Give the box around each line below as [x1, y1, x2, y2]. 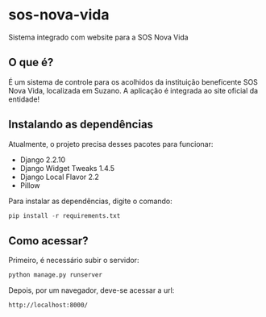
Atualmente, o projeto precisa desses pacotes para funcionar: [8, 139, 214, 148]
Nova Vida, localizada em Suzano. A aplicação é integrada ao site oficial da [8, 86, 259, 95]
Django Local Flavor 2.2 [19, 172, 99, 181]
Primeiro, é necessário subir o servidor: [8, 256, 139, 265]
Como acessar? [8, 234, 89, 248]
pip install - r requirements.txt [8, 211, 121, 219]
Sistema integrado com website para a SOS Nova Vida [8, 32, 189, 42]
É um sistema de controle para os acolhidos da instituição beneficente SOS [8, 77, 258, 86]
